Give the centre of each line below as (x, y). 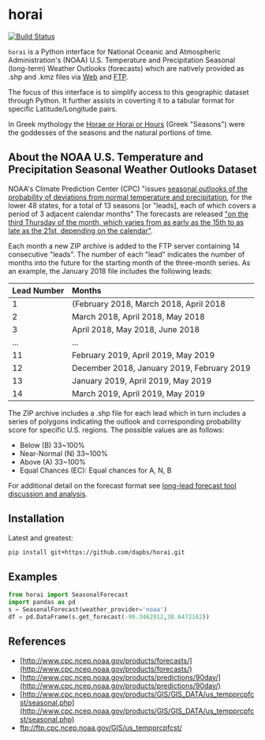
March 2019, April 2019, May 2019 (138, 394)
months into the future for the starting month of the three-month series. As (129, 263)
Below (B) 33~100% (52, 445)
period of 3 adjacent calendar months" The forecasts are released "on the (128, 214)
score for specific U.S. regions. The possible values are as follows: (116, 430)
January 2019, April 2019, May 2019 (142, 380)
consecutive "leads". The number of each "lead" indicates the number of (127, 254)
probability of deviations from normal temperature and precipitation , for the (130, 197)
